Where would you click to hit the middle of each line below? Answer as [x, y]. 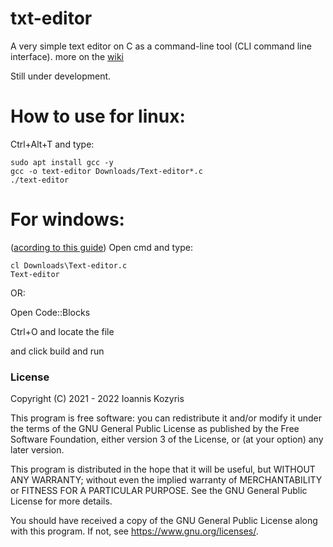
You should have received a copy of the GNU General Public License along [164, 521]
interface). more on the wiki [67, 56]
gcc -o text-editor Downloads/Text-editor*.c [106, 171]
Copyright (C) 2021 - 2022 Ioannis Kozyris [97, 399]
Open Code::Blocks [50, 312]
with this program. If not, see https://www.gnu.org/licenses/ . [134, 531]
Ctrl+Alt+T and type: [52, 144]
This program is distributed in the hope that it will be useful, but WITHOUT [163, 469]
